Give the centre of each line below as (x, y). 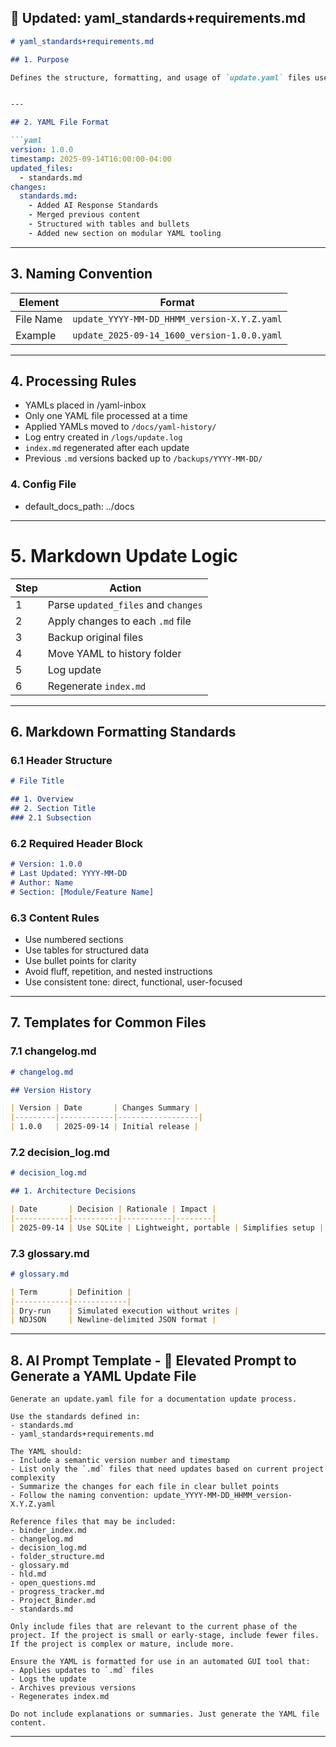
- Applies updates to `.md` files (82, 1671)
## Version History (51, 1090)
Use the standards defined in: (75, 1417)
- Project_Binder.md (53, 1601)
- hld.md (28, 1574)
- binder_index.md (48, 1531)
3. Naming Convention (81, 274)
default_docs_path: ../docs (79, 506)
